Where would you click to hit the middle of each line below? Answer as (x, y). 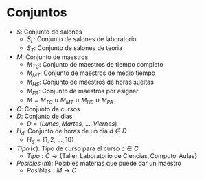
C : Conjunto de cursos (48, 109)
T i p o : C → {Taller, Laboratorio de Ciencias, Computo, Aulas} (112, 156)
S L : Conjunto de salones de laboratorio (81, 40)
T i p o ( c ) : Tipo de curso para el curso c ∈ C (77, 148)
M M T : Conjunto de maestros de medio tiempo (91, 74)
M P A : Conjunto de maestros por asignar (82, 92)
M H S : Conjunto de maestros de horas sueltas (90, 82)
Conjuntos (37, 13)
